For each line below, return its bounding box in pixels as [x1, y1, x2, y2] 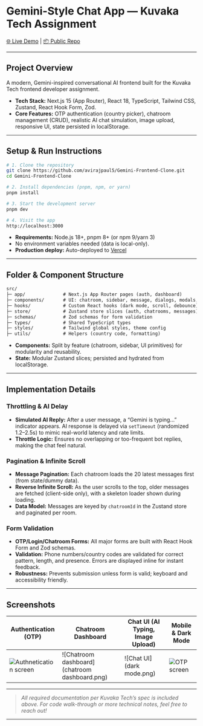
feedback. [14, 563, 40, 571]
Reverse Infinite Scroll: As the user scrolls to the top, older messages [14, 484, 189, 491]
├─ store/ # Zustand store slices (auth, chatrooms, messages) [6, 308, 199, 314]
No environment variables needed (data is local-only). [14, 240, 149, 247]
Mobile [171, 621, 192, 630]
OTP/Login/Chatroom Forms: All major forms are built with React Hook [14, 538, 193, 545]
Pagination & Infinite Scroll [6, 456, 86, 465]
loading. [14, 496, 36, 504]
